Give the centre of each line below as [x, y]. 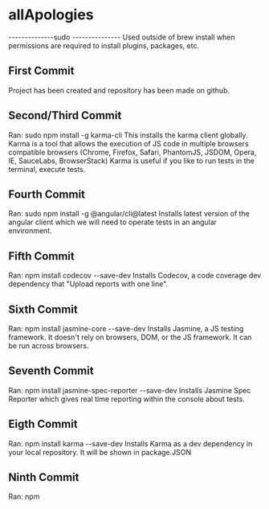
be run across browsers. [49, 346]
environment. [30, 231]
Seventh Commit [51, 371]
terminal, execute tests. [47, 169]
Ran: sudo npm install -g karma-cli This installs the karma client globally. [128, 135]
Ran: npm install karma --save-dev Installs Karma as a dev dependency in [130, 443]
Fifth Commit [41, 256]
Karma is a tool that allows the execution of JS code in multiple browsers [128, 143]
